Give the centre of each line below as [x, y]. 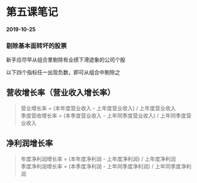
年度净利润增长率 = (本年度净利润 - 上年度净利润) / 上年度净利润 [98, 159]
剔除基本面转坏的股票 [36, 46]
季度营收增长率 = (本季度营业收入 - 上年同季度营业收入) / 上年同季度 [103, 115]
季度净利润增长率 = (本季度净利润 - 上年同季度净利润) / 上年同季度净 [103, 166]
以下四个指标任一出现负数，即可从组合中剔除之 [63, 72]
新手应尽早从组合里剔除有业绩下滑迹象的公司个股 [66, 60]
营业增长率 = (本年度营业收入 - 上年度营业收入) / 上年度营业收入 [98, 108]
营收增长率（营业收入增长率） [61, 93]
